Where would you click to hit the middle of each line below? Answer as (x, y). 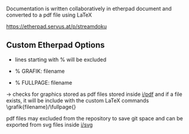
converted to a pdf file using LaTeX (49, 15)
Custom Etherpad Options (56, 45)
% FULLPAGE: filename (44, 82)
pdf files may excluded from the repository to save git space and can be (95, 118)
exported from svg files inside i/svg (49, 124)
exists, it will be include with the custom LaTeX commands (78, 100)
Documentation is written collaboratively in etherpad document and (89, 9)
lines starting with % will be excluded (61, 60)
